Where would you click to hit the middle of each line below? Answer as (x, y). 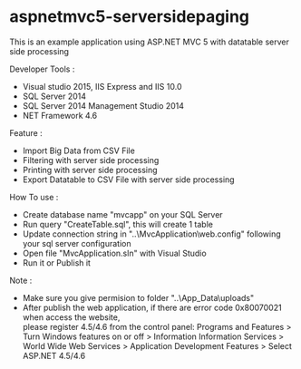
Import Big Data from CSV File (79, 151)
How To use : (34, 197)
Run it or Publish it (56, 262)
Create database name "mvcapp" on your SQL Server (123, 214)
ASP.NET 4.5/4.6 (54, 355)
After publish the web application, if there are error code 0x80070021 (152, 307)
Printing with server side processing (90, 170)
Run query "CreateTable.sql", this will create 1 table (117, 224)
